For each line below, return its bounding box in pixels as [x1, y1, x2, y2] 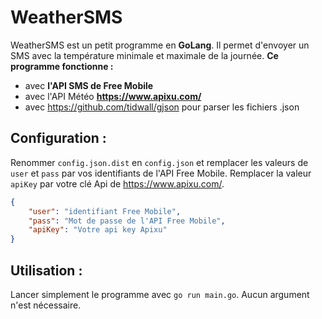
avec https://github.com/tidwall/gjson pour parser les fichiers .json [24, 101, 300, 113]
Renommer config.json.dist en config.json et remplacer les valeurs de [10, 156, 309, 168]
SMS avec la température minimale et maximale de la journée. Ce [10, 49, 279, 61]
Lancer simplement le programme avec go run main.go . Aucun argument [10, 288, 310, 300]
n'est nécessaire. [10, 299, 82, 311]
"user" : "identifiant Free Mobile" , [28, 206, 182, 216]
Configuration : [10, 130, 107, 147]
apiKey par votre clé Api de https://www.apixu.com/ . [10, 177, 225, 190]
